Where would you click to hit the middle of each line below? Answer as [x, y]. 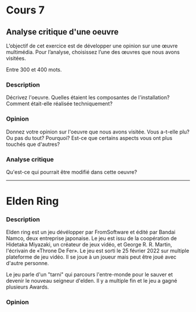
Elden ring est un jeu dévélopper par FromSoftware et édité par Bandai [91, 232]
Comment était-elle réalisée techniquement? [59, 104]
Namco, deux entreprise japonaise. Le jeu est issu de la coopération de [92, 238]
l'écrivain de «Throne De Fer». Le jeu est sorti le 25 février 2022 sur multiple [98, 251]
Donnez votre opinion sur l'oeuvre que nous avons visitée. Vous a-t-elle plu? [98, 132]
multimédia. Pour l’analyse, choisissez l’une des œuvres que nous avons [93, 52]
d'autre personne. [28, 263]
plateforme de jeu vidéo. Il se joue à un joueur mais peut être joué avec [91, 257]
